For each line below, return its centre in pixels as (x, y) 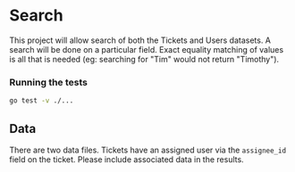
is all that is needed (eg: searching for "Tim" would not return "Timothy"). (144, 59)
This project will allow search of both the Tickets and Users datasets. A (140, 40)
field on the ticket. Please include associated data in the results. (126, 159)
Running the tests (48, 82)
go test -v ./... (42, 101)
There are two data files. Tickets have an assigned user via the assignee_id (148, 150)
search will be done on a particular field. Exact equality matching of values (147, 49)
